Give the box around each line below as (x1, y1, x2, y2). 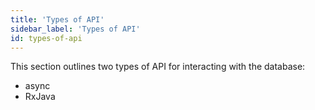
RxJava (24, 91, 56, 103)
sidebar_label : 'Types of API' (10, 24, 141, 34)
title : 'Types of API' (10, 14, 105, 25)
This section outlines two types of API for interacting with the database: (10, 61, 306, 73)
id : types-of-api (10, 33, 83, 43)
